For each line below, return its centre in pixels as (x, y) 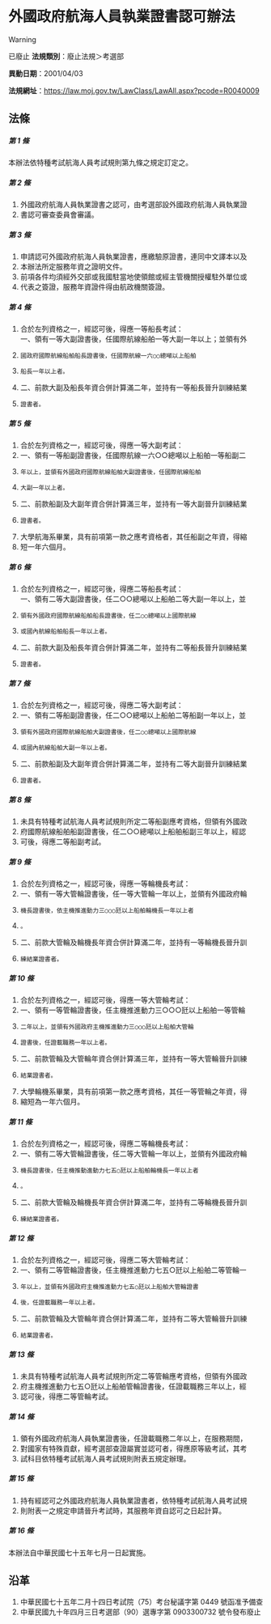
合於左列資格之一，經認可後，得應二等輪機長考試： (105, 1143)
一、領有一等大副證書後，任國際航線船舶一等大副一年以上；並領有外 (133, 339)
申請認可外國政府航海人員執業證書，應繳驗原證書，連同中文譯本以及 (133, 257)
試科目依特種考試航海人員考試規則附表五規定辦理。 (105, 1458)
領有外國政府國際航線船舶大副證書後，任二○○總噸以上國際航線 (108, 732)
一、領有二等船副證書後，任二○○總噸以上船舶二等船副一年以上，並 (133, 715)
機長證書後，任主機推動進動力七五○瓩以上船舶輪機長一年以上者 (109, 1170)
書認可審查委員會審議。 (59, 214)
